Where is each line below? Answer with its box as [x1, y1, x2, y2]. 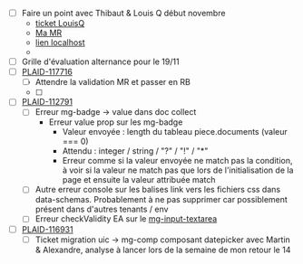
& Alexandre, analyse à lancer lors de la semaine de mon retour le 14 [34, 244, 291, 255]
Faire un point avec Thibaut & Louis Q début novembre [21, 8, 226, 18]
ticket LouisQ [34, 18, 85, 29]
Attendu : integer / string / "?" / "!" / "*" [62, 146, 209, 156]
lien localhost [34, 37, 85, 48]
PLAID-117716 [21, 67, 73, 78]
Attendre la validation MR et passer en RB [34, 77, 191, 88]
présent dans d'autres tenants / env [34, 203, 169, 215]
